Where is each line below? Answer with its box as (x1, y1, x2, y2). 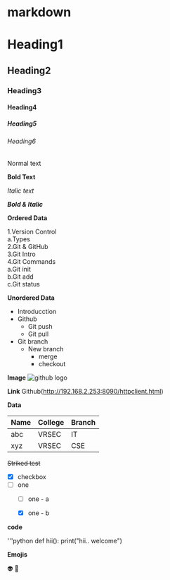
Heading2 (7, 64, 51, 76)
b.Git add (7, 272, 34, 281)
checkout (38, 359, 66, 368)
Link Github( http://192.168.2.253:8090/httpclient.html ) (7, 387, 164, 395)
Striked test (7, 459, 41, 467)
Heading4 (7, 103, 37, 111)
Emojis (7, 550, 28, 559)
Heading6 (7, 137, 37, 145)
